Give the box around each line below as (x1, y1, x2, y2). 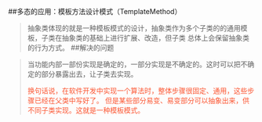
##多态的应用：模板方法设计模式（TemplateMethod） (8, 7, 182, 16)
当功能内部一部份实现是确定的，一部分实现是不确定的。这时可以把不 (27, 59, 248, 69)
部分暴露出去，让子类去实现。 (41, 70, 138, 78)
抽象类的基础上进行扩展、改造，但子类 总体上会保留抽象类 (61, 34, 249, 42)
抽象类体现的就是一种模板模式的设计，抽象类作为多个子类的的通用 (27, 23, 241, 33)
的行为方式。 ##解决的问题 (27, 43, 115, 52)
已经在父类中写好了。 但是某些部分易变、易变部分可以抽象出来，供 (34, 96, 249, 105)
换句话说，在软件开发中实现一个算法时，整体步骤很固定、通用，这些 (27, 86, 248, 95)
